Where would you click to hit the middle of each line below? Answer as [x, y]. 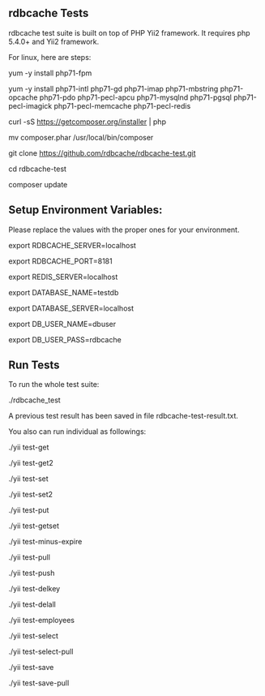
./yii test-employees [42, 621]
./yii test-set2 [31, 495]
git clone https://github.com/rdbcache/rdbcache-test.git [102, 153]
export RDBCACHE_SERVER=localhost [72, 245]
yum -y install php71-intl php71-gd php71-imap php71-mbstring [113, 88]
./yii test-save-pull [39, 683]
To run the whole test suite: [54, 385]
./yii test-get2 [31, 463]
